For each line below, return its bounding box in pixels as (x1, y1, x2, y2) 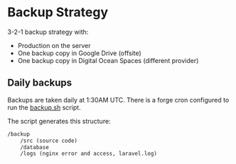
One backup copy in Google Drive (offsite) (17, 49, 142, 57)
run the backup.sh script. (7, 103, 81, 112)
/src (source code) (20, 137, 78, 144)
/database (20, 143, 50, 151)
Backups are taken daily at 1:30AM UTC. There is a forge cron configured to (7, 95, 230, 104)
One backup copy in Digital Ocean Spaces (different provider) (17, 56, 199, 64)
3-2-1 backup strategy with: (7, 28, 89, 36)
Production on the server (17, 41, 91, 49)
